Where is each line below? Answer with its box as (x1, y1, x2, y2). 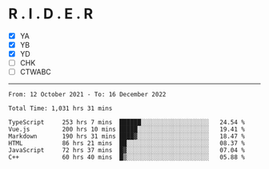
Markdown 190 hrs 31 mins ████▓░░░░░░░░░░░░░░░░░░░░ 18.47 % (8, 132, 246, 140)
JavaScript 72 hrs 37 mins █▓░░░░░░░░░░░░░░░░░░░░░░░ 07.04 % (8, 147, 246, 155)
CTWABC (19, 67, 52, 77)
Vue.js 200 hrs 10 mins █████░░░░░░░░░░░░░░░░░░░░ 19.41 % (8, 125, 246, 134)
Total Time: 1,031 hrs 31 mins (8, 104, 113, 112)
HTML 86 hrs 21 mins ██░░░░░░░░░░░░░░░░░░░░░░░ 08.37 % (8, 140, 246, 147)
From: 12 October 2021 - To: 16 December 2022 (8, 91, 167, 99)
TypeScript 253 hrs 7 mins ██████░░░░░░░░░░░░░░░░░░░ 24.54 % (8, 119, 246, 127)
